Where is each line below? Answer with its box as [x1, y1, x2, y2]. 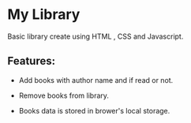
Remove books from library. [18, 91, 110, 100]
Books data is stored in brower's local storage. [18, 106, 170, 115]
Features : [7, 54, 56, 68]
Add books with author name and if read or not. [18, 75, 174, 84]
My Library [7, 6, 81, 24]
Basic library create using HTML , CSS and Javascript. [7, 32, 184, 41]
